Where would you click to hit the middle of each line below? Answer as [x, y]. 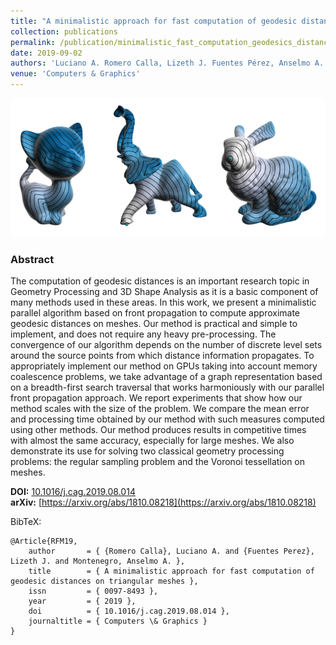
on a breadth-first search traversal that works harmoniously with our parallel [167, 387]
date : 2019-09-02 [46, 53]
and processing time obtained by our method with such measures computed [167, 419]
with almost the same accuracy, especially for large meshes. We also [152, 440]
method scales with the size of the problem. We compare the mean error [160, 408]
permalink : [33, 42]
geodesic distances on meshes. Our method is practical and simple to [154, 323]
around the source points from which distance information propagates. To [162, 355]
